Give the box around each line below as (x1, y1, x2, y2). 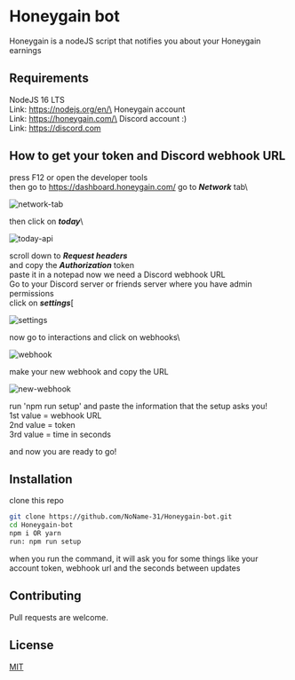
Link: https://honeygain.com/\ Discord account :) (9, 113, 187, 123)
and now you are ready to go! (9, 446, 117, 456)
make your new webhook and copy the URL (9, 366, 169, 376)
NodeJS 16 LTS (9, 94, 65, 105)
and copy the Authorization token (9, 259, 135, 270)
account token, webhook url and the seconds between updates (9, 562, 241, 573)
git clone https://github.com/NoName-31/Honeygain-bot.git (9, 512, 233, 521)
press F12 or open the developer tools (9, 171, 148, 183)
